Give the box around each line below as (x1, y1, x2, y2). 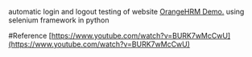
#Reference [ (8, 31, 52, 40)
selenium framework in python (8, 15, 109, 25)
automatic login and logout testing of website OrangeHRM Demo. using (8, 7, 245, 16)
